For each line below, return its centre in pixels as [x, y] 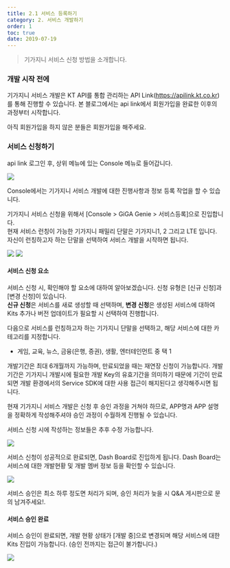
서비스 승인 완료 [28, 519]
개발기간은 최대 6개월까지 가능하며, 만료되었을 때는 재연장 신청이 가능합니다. [109, 366]
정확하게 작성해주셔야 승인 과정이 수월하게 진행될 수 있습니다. [96, 414]
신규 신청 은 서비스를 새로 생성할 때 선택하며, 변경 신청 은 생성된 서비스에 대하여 [111, 304]
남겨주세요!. [30, 502]
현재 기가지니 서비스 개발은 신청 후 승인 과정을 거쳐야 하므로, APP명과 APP [107, 406]
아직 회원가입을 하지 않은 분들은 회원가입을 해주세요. [77, 127]
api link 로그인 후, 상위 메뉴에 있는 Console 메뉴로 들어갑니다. [90, 163]
